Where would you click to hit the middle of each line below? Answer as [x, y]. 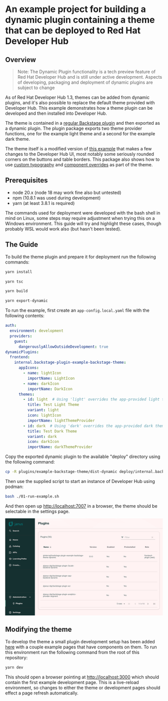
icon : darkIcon [43, 442]
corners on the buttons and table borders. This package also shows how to [82, 159]
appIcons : [28, 368]
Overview [21, 59]
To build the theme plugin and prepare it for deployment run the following [81, 257]
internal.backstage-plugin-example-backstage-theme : [70, 363]
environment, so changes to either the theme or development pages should [83, 687]
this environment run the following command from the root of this [72, 652]
